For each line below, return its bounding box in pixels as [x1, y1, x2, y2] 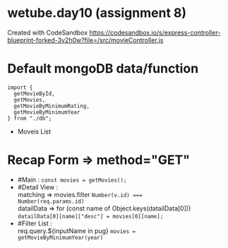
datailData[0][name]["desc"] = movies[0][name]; [17, 213, 164, 220]
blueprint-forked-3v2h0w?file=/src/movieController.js [7, 35, 164, 44]
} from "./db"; [7, 114, 52, 122]
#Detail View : [17, 182, 59, 191]
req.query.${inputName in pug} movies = [17, 226, 136, 235]
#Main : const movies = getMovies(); [17, 175, 127, 184]
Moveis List [17, 127, 52, 136]
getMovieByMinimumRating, [13, 102, 90, 110]
